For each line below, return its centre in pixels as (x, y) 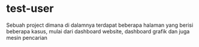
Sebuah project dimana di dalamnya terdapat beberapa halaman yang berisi (100, 25)
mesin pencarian (27, 37)
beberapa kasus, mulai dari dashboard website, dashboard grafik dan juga (98, 31)
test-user (30, 9)
